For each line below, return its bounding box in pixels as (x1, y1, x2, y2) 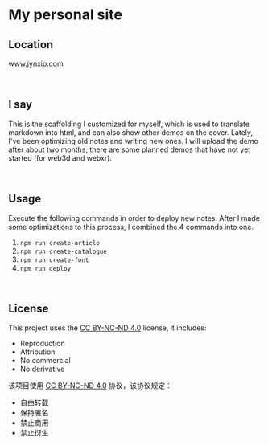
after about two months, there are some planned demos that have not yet (8, 145, 251, 154)
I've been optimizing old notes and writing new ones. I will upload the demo (8, 136, 259, 145)
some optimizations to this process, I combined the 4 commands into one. (8, 222, 254, 231)
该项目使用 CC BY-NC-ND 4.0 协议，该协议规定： (8, 381, 173, 390)
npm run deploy (19, 264, 72, 272)
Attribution (19, 347, 56, 357)
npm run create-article (19, 239, 101, 247)
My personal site (8, 6, 123, 24)
